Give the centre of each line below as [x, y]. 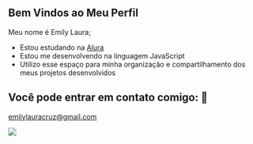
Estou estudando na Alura [62, 47]
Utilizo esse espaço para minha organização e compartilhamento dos [132, 64]
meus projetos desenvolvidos [68, 72]
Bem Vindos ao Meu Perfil [73, 13]
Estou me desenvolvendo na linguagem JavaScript [102, 55]
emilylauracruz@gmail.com [53, 116]
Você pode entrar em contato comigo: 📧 [108, 98]
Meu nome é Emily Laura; [49, 32]
